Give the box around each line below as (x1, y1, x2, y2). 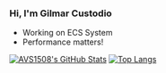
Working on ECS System (22, 28, 113, 38)
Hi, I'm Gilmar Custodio (9, 7, 112, 20)
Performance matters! (22, 36, 104, 47)
